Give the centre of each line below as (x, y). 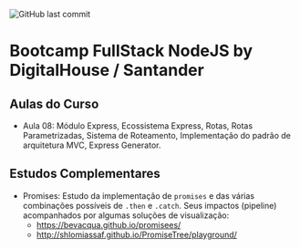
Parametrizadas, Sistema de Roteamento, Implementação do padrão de (157, 135)
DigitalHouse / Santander (107, 71)
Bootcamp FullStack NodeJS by (131, 51)
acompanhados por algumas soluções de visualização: (126, 215)
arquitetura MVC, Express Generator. (92, 145)
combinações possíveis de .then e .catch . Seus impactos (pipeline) (150, 205)
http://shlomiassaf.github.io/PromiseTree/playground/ (136, 234)
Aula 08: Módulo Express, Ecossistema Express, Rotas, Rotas (138, 126)
